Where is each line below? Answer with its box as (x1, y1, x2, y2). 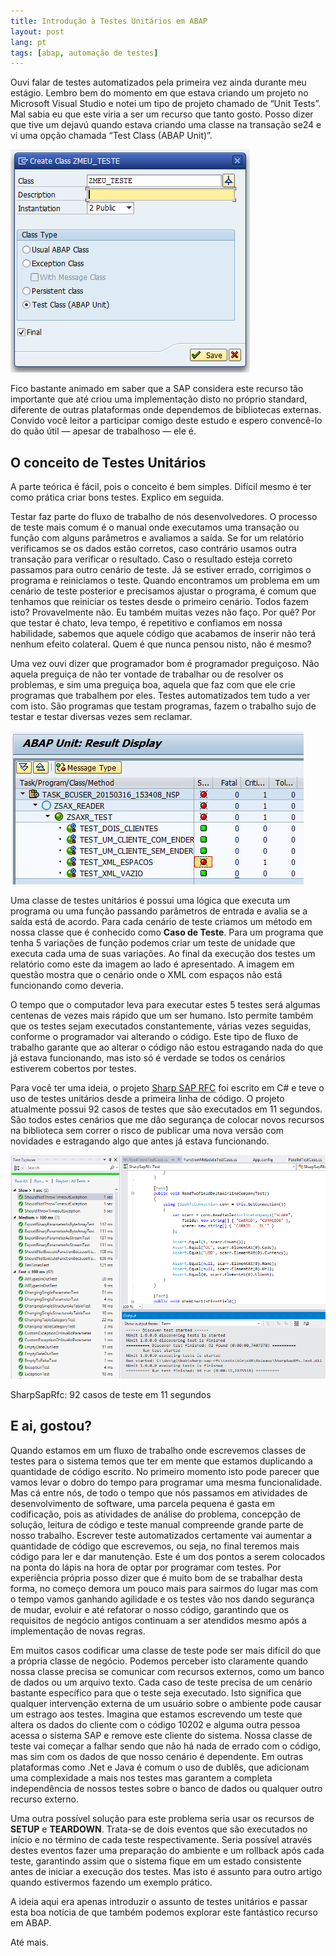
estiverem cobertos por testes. (10, 1063, 137, 1075)
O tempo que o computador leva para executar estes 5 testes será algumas (10, 999, 321, 1011)
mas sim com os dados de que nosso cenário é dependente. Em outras (10, 1750, 304, 1762)
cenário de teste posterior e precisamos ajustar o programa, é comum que (10, 585, 317, 597)
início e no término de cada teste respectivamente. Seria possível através (10, 1833, 313, 1845)
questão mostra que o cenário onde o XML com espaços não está (10, 969, 283, 981)
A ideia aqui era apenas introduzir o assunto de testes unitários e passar (10, 1895, 308, 1907)
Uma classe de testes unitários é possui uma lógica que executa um (10, 895, 291, 907)
